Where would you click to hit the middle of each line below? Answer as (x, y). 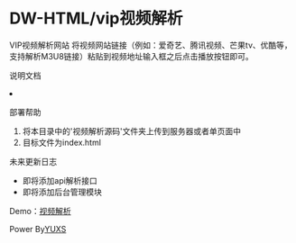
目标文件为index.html (62, 142)
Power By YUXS (38, 229)
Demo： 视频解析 (40, 211)
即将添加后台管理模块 (62, 192)
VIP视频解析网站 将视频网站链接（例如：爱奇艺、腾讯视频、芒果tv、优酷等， (151, 45)
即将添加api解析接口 (60, 180)
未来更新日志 (33, 161)
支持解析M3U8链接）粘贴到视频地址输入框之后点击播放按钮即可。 (132, 56)
